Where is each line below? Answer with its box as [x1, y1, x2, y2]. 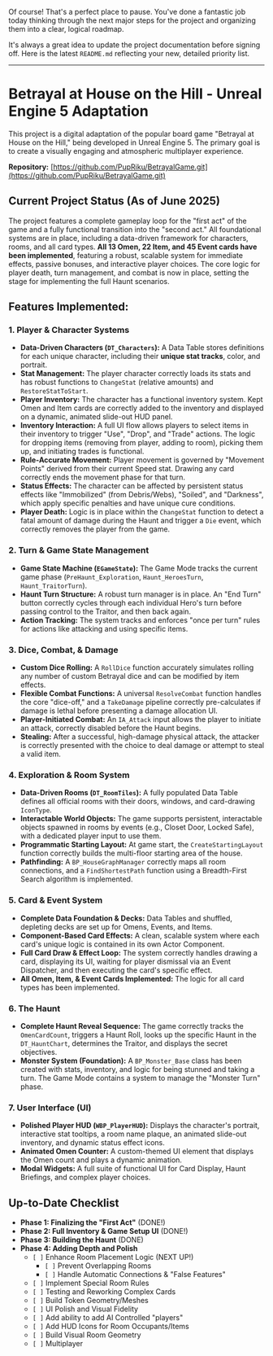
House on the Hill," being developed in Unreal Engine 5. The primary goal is [8, 138, 261, 147]
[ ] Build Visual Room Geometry [32, 1330, 141, 1340]
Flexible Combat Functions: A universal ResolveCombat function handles [19, 689, 262, 698]
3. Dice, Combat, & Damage [8, 644, 119, 655]
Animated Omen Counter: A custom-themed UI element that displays [19, 1147, 254, 1157]
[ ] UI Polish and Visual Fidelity [32, 1304, 139, 1314]
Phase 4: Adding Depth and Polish [19, 1244, 138, 1253]
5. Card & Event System [8, 895, 103, 906]
